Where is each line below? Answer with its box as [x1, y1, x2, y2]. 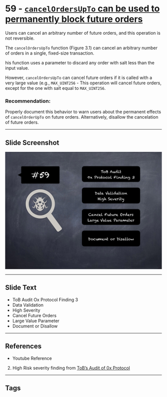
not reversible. [5, 35, 35, 41]
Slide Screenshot [5, 138, 60, 147]
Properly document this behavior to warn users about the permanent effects [5, 109, 162, 115]
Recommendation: [5, 97, 51, 104]
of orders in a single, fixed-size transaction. [5, 50, 94, 56]
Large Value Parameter [12, 318, 60, 324]
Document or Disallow [12, 323, 58, 329]
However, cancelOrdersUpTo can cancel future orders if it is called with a [5, 74, 153, 80]
